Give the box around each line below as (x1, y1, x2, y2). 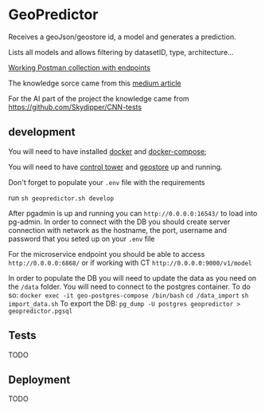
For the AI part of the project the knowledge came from (8, 93, 189, 103)
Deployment (8, 373, 71, 386)
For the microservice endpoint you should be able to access (8, 249, 205, 258)
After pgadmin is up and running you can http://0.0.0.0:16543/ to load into (8, 208, 258, 218)
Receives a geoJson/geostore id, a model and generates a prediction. (8, 32, 236, 41)
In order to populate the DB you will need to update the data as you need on (8, 273, 257, 282)
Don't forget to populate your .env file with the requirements (8, 177, 205, 187)
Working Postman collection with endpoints (8, 62, 151, 73)
